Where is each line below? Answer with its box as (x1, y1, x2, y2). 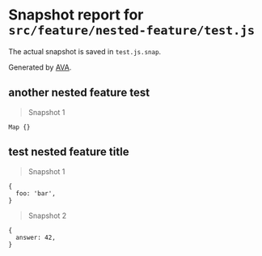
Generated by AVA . (8, 62, 72, 72)
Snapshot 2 (27, 211, 67, 220)
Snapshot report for (8, 6, 144, 24)
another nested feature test (8, 86, 150, 100)
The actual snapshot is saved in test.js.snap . (8, 46, 162, 56)
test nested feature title (8, 145, 129, 159)
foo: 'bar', (15, 189, 57, 198)
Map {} (8, 123, 31, 131)
